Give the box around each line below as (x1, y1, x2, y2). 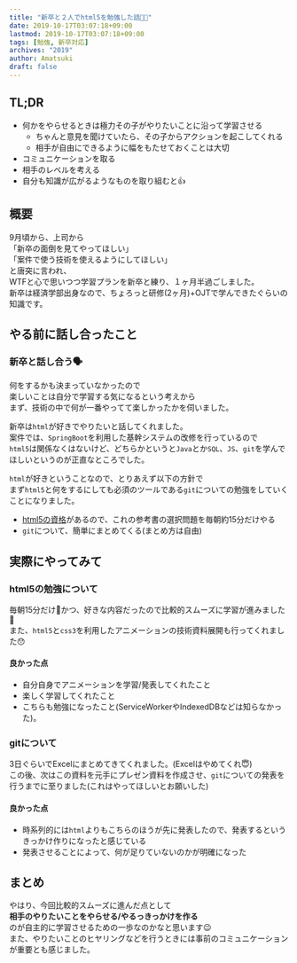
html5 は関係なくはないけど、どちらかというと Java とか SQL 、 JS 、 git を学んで (9, 443, 286, 454)
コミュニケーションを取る (21, 153, 116, 164)
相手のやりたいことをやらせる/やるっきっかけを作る (9, 911, 199, 922)
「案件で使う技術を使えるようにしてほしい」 (9, 254, 173, 264)
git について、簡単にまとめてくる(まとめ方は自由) (21, 525, 202, 536)
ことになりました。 (9, 496, 80, 506)
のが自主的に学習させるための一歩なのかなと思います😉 (9, 922, 212, 933)
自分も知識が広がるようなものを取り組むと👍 (21, 175, 186, 186)
